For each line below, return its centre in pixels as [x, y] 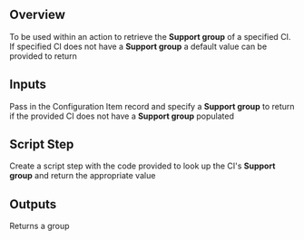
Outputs [33, 204]
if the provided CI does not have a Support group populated [122, 116]
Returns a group [39, 226]
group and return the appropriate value [83, 176]
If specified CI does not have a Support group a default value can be [138, 46]
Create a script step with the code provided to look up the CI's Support [142, 166]
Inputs [28, 85]
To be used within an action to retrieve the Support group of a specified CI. [150, 36]
